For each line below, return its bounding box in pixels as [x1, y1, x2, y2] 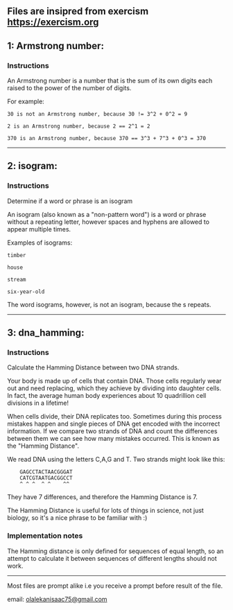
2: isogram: [7, 160, 58, 172]
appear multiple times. [7, 225, 71, 233]
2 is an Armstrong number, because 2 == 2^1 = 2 [7, 123, 150, 130]
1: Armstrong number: [7, 40, 104, 51]
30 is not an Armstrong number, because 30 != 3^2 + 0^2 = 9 [7, 111, 188, 118]
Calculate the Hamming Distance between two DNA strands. [7, 363, 180, 372]
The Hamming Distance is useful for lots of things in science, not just [7, 506, 205, 515]
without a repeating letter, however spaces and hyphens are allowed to [7, 218, 210, 226]
